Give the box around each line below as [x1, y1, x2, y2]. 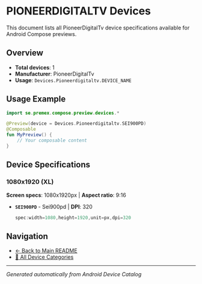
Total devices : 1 [14, 64, 55, 71]
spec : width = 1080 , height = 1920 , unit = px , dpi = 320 [14, 214, 131, 220]
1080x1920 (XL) [6, 178, 54, 186]
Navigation [6, 231, 48, 241]
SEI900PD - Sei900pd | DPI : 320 [14, 203, 93, 210]
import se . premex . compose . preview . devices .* [6, 110, 120, 116]
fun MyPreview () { [6, 132, 52, 138]
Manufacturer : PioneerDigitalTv [14, 70, 94, 77]
